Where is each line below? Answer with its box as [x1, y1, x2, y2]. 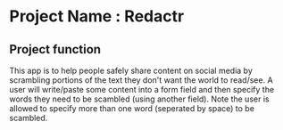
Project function [9, 42, 101, 57]
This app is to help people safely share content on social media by [9, 65, 253, 76]
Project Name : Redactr [9, 6, 185, 27]
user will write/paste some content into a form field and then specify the [9, 85, 275, 94]
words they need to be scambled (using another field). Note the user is [9, 93, 270, 104]
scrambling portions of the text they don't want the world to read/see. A [9, 75, 274, 85]
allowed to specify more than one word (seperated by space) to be [9, 103, 254, 113]
